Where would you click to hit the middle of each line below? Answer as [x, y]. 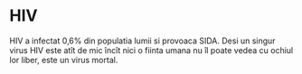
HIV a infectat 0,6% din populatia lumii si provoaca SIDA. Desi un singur [142, 41]
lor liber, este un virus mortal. [64, 60]
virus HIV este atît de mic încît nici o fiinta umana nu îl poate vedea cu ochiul [151, 50]
